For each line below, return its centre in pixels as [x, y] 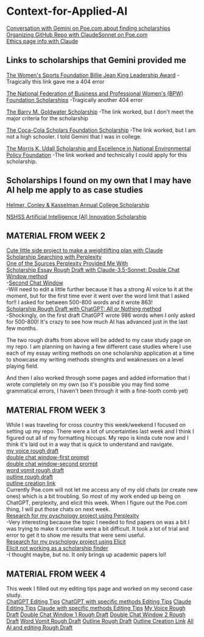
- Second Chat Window [35, 283]
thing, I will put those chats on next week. [58, 509]
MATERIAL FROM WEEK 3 [56, 410]
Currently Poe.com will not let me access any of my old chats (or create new [102, 490]
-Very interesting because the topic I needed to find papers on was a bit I [98, 522]
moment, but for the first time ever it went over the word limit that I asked [98, 296]
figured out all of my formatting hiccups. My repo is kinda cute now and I [97, 438]
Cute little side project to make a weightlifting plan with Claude [85, 250]
